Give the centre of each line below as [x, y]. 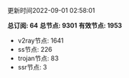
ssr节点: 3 [32, 67]
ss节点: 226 [35, 49]
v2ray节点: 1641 [41, 40]
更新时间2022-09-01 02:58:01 [51, 10]
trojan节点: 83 [38, 58]
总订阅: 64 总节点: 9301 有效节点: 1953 [65, 26]
